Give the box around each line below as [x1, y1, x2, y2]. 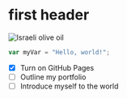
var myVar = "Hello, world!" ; [8, 48, 111, 56]
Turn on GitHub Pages [19, 62, 95, 72]
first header [8, 6, 90, 24]
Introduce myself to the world [19, 81, 119, 91]
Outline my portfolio [19, 71, 87, 82]
